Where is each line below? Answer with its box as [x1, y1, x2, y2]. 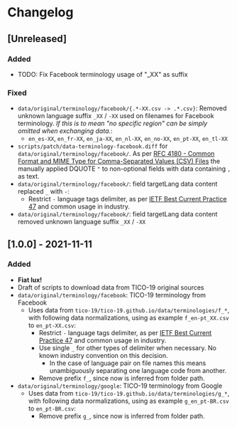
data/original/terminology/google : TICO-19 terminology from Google [17, 381, 223, 390]
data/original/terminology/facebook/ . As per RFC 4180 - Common [17, 149, 215, 158]
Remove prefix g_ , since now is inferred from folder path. [38, 411, 205, 420]
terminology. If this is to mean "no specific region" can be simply [17, 119, 208, 128]
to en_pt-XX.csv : [28, 321, 77, 330]
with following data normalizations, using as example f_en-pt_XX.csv [28, 313, 229, 322]
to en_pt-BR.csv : [28, 404, 77, 413]
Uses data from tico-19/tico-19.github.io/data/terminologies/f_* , [28, 305, 230, 314]
